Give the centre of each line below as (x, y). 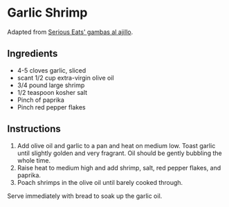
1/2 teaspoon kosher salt (52, 92)
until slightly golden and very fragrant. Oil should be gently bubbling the (120, 153)
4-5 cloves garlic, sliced (52, 70)
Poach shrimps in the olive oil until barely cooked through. (100, 182)
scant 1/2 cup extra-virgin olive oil (65, 78)
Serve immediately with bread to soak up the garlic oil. (85, 196)
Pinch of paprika (40, 100)
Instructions (34, 129)
